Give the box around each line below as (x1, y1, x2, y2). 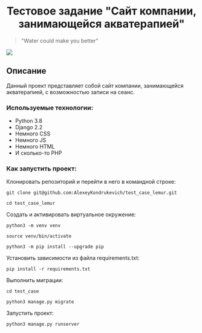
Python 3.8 (15, 117, 42, 124)
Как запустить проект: (6, 164, 77, 173)
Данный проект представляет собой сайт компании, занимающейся (6, 82, 184, 89)
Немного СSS (15, 130, 51, 137)
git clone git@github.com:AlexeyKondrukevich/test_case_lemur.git (6, 190, 177, 196)
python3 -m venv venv (6, 222, 61, 229)
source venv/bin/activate (6, 233, 71, 239)
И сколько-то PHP (15, 149, 62, 157)
